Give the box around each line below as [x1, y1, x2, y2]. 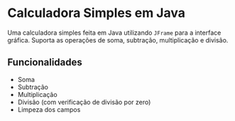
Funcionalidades [7, 57, 83, 69]
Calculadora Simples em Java [7, 5, 186, 21]
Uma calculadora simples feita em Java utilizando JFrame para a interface [7, 28, 222, 37]
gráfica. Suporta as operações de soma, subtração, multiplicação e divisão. [7, 35, 229, 44]
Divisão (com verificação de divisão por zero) [17, 98, 151, 106]
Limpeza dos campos [17, 105, 81, 114]
